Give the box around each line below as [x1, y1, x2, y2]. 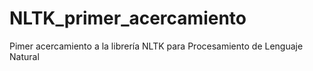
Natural [9, 50, 40, 62]
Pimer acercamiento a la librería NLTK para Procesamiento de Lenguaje [9, 40, 304, 52]
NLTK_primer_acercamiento [9, 7, 247, 30]
